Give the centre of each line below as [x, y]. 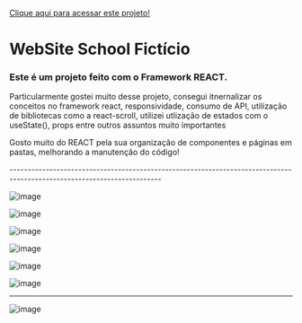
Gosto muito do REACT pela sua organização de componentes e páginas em [151, 143]
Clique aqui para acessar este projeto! [80, 13]
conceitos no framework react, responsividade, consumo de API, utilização [148, 106]
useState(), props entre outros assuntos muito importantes [118, 126]
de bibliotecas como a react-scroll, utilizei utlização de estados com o [139, 116]
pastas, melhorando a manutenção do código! [94, 153]
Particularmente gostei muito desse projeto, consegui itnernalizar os [136, 97]
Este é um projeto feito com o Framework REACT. [118, 77]
